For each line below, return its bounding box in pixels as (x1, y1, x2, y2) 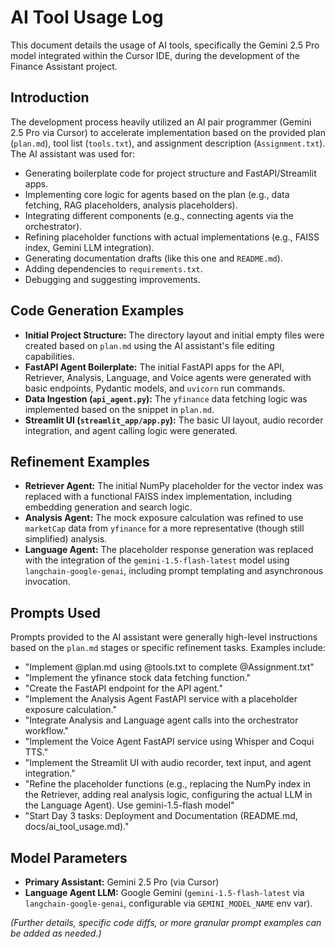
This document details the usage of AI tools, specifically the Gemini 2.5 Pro (10, 39, 320, 51)
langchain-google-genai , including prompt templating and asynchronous (24, 565, 324, 577)
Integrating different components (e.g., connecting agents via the (24, 209, 294, 221)
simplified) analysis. (24, 533, 108, 545)
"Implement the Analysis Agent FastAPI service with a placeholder (24, 693, 298, 705)
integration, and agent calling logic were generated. (24, 424, 238, 436)
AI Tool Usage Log (10, 6, 164, 29)
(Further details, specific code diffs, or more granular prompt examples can (10, 917, 322, 928)
